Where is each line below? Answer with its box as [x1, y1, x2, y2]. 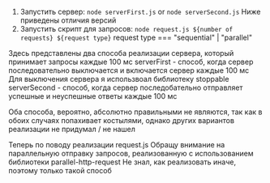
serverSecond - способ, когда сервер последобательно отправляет [8, 83, 243, 92]
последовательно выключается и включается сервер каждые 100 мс [8, 66, 250, 75]
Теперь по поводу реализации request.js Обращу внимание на [8, 140, 225, 149]
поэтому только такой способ [8, 166, 112, 175]
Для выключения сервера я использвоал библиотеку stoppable [8, 74, 229, 83]
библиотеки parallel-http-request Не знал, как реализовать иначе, [8, 157, 237, 167]
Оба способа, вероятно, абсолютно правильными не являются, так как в [8, 107, 263, 117]
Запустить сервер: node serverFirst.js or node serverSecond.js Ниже [19, 7, 261, 16]
